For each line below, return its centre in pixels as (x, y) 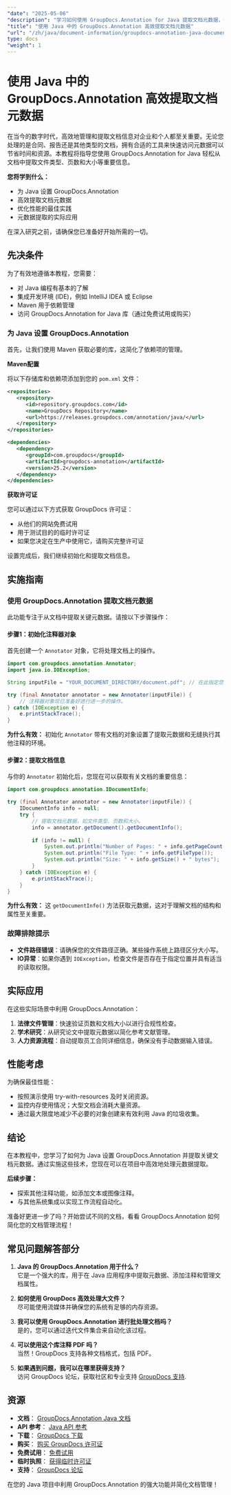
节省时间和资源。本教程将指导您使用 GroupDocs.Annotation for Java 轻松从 (114, 153)
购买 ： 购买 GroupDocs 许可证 (60, 1443)
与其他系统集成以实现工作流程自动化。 (71, 1202)
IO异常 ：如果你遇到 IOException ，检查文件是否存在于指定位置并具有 (113, 958)
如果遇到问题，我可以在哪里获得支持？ (71, 1368)
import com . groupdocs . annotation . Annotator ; (72, 664)
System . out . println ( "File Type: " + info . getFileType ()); (129, 853)
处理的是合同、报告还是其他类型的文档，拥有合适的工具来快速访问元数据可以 (115, 144)
